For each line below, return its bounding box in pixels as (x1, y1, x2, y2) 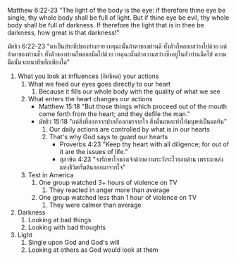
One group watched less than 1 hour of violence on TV (38, 193, 197, 201)
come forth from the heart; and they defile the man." (38, 110, 190, 118)
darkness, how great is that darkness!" (7, 28, 120, 37)
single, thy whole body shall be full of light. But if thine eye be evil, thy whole (7, 13, 230, 22)
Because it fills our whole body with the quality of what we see (38, 87, 221, 96)
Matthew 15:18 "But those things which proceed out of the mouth (38, 102, 228, 110)
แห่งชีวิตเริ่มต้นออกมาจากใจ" (59, 163, 126, 171)
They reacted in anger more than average (49, 186, 170, 194)
